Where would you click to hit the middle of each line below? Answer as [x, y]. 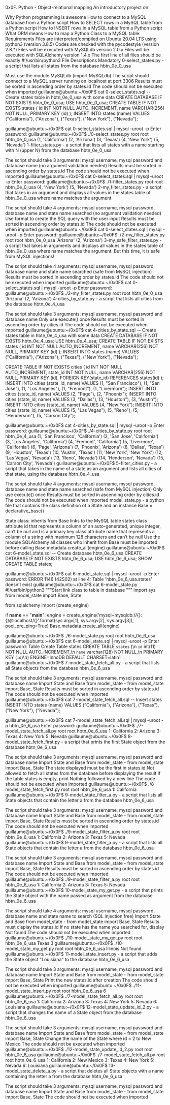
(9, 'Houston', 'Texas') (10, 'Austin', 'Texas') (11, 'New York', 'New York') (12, [84, 452]
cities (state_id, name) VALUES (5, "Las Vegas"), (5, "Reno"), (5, [72, 410]
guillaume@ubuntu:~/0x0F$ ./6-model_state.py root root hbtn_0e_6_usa [80, 636]
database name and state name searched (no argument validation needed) [83, 213]
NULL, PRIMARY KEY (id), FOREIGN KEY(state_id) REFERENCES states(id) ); [84, 378]
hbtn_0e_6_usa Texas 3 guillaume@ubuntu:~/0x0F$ [59, 943]
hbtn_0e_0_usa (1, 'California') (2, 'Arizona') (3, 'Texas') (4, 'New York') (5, [82, 140]
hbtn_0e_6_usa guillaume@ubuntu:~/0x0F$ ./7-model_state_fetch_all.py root [85, 1055]
